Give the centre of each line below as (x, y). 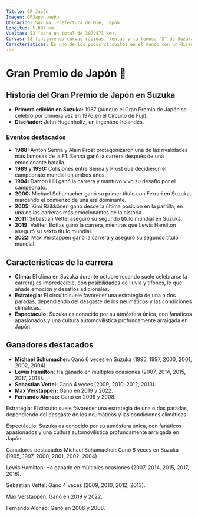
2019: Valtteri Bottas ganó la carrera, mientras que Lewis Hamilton (95, 225)
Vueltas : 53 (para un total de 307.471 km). (62, 34)
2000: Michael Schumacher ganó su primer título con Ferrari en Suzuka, (103, 194)
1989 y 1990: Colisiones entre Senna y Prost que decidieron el (90, 169)
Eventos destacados (36, 137)
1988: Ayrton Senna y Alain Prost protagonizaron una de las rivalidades (101, 150)
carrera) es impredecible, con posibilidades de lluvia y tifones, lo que (98, 283)
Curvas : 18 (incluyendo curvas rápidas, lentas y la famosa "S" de (91, 39)
